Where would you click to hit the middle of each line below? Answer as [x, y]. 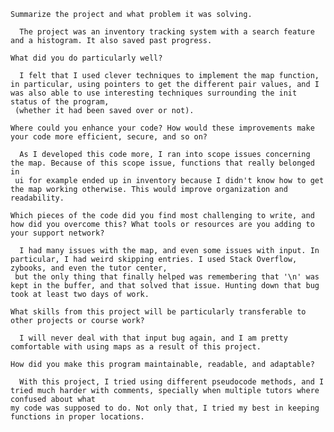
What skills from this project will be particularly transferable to [158, 312]
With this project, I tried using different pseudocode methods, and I [172, 382]
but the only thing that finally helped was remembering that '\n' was [167, 277]
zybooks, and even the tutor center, [89, 268]
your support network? [57, 233]
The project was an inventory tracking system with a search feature [167, 32]
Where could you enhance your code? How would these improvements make [162, 128]
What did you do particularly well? [86, 58]
